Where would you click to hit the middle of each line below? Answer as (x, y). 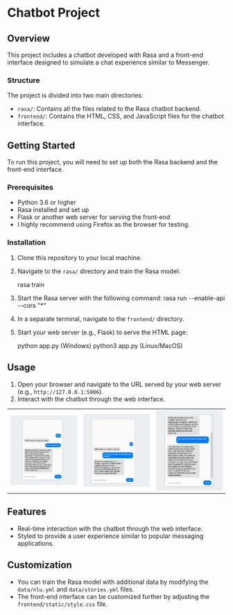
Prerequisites (30, 187)
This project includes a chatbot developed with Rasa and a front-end (105, 55)
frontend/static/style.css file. (62, 604)
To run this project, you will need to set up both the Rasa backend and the (113, 162)
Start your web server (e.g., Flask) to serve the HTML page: (102, 332)
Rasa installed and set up (53, 210)
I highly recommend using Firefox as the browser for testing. (103, 225)
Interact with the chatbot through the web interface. (91, 399)
